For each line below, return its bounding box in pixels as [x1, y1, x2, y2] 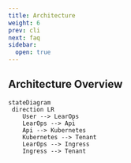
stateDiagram [8, 98, 51, 107]
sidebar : [8, 41, 37, 49]
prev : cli [8, 26, 41, 34]
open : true [15, 48, 51, 56]
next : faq [8, 33, 41, 42]
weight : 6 [8, 19, 41, 27]
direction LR [11, 105, 55, 113]
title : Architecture [8, 11, 77, 20]
